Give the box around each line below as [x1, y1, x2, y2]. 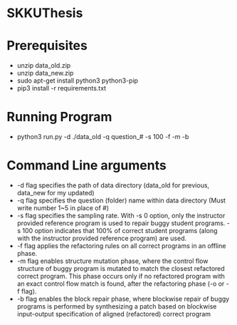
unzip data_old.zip [16, 61, 71, 70]
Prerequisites [6, 38, 88, 54]
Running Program [6, 109, 112, 125]
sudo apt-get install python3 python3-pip [16, 76, 139, 85]
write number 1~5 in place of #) [16, 204, 110, 212]
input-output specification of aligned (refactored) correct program [16, 310, 211, 318]
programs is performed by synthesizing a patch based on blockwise [16, 302, 217, 311]
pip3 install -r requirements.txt [16, 84, 107, 93]
